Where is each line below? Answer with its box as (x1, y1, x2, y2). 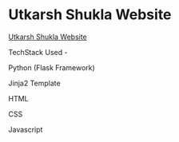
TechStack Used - (8, 47, 68, 57)
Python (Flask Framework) (8, 62, 96, 73)
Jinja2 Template (8, 78, 62, 88)
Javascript (8, 124, 43, 134)
